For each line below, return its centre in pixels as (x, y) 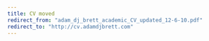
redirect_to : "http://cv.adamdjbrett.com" (70, 26)
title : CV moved (31, 14)
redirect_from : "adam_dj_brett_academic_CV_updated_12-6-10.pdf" (105, 20)
